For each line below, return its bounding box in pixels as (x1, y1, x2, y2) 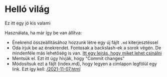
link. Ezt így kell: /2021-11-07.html (12, 66, 81, 72)
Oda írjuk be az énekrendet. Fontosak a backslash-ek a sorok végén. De (12, 44, 161, 50)
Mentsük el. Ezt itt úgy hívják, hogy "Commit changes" (12, 55, 125, 61)
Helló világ (5, 3, 50, 15)
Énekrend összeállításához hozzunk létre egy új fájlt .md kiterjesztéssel (12, 39, 158, 45)
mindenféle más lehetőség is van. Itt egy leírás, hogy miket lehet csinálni (12, 50, 162, 56)
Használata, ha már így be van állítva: (5, 29, 82, 35)
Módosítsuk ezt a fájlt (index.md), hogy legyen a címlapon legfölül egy (12, 60, 157, 66)
